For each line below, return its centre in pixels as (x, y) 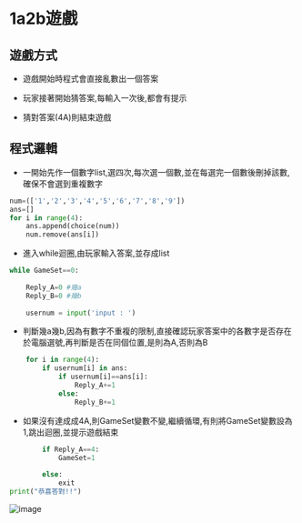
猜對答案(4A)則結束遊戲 (67, 117)
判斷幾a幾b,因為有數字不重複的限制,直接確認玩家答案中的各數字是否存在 (157, 331)
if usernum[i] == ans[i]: (103, 377)
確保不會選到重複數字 (62, 184)
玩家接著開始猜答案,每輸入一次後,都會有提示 (105, 98)
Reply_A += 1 (95, 386)
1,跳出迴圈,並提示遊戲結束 (70, 432)
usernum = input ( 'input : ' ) (81, 313)
